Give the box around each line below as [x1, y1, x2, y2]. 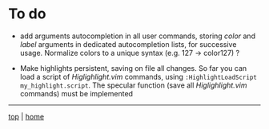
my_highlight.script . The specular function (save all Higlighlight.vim [19, 80, 247, 90]
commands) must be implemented [19, 88, 134, 98]
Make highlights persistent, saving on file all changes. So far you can [19, 63, 247, 72]
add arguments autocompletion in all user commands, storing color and [19, 31, 256, 41]
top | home [8, 111, 45, 121]
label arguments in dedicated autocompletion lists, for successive [19, 39, 237, 49]
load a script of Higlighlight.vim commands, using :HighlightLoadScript [19, 72, 258, 81]
